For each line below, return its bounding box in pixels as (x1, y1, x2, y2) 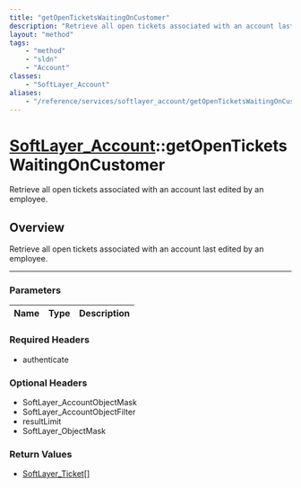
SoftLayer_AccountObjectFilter (21, 406, 136, 418)
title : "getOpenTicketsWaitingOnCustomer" (9, 13, 170, 22)
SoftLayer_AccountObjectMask (21, 397, 137, 408)
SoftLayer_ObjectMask (21, 426, 106, 437)
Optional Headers (9, 377, 88, 389)
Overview (9, 219, 65, 235)
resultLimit (21, 416, 62, 427)
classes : (9, 72, 42, 81)
